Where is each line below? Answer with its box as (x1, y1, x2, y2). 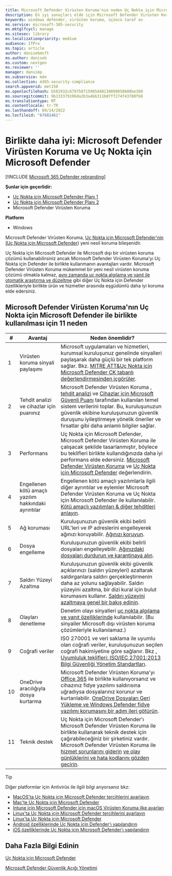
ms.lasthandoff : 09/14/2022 (5, 108, 66, 113)
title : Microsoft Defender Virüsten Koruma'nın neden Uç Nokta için (5, 7, 155, 13)
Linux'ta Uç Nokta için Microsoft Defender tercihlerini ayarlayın (12, 810, 145, 816)
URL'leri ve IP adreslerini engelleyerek (60, 524, 152, 531)
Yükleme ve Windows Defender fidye (60, 701, 150, 708)
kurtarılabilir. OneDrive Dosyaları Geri (60, 695, 150, 702)
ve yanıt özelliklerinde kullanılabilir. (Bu (60, 613, 154, 620)
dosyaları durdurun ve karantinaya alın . (60, 552, 155, 559)
